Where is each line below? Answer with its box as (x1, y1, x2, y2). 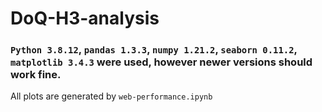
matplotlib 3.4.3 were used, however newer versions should (10, 55, 313, 69)
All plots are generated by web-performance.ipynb (10, 90, 213, 102)
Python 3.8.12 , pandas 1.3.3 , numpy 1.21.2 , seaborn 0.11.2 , (10, 43, 298, 57)
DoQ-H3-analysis (10, 7, 160, 30)
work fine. (10, 68, 62, 82)
